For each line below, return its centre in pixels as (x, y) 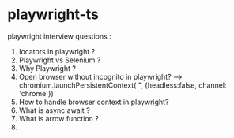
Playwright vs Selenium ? (60, 60)
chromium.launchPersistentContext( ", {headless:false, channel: (123, 85)
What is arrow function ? (59, 118)
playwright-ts (53, 15)
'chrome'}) (36, 93)
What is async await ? (54, 110)
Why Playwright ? (47, 68)
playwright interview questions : (59, 36)
